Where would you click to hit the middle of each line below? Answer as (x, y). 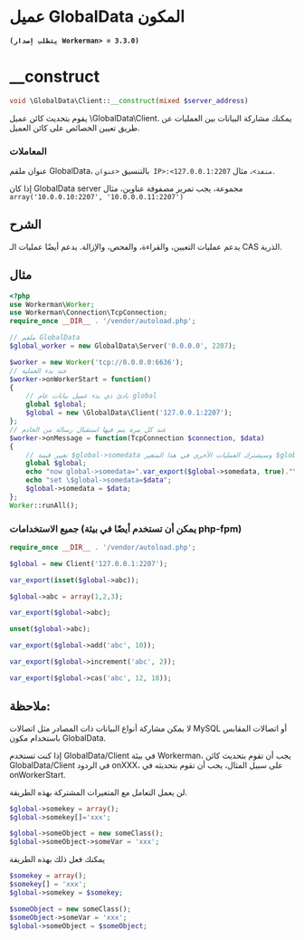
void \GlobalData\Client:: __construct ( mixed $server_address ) (129, 101)
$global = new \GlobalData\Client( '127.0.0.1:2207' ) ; (129, 413)
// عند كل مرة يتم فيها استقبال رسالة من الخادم (88, 429)
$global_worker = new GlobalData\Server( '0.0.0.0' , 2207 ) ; (123, 346)
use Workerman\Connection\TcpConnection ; (89, 313)
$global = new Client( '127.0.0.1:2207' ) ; (89, 563)
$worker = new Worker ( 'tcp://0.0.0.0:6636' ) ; (96, 362)
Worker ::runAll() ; (44, 505)
